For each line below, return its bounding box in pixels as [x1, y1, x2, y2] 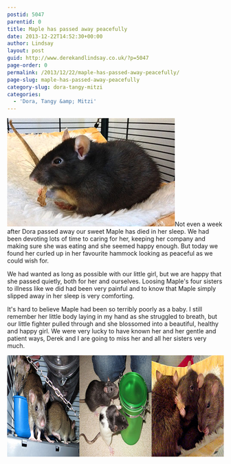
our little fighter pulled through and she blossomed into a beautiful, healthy [7, 320, 219, 328]
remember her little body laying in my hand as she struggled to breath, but [7, 313, 218, 321]
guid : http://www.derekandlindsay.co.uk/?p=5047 [7, 55, 149, 62]
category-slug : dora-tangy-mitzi [7, 83, 103, 91]
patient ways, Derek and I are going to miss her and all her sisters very [7, 334, 207, 343]
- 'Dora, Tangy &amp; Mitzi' [13, 98, 97, 105]
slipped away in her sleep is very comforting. [7, 292, 135, 300]
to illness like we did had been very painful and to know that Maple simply [7, 285, 217, 293]
